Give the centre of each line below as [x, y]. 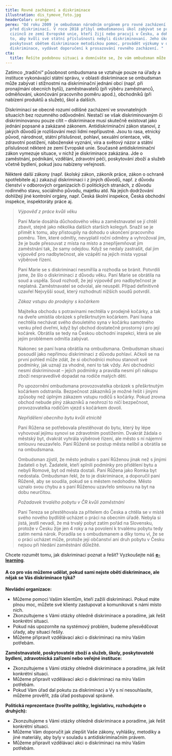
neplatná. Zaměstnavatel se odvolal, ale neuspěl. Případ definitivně [89, 286]
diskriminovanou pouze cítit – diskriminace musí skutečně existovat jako [81, 121]
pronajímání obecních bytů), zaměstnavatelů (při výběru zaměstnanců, [80, 89]
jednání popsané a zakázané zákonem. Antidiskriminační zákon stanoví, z [83, 126]
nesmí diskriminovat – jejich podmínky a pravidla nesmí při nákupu [88, 371]
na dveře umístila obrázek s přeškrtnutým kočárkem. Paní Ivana [85, 317]
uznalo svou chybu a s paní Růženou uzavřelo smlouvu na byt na [86, 487]
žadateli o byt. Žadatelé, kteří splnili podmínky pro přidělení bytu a [87, 465]
